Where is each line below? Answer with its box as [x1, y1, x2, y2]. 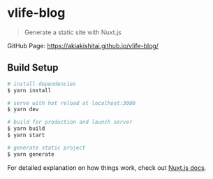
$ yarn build [7, 125, 45, 132]
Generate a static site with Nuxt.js [24, 28, 122, 36]
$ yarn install [7, 87, 52, 94]
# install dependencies [7, 80, 77, 87]
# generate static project [7, 144, 86, 151]
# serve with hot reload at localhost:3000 [7, 99, 136, 106]
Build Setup [7, 62, 59, 74]
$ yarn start [7, 131, 45, 138]
